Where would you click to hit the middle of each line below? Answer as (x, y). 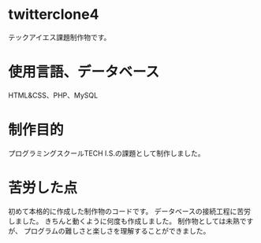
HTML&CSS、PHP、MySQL (53, 95)
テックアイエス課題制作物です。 (60, 37)
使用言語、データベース (84, 72)
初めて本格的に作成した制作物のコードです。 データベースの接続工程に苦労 (129, 211)
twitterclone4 (54, 15)
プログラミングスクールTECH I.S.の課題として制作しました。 (106, 153)
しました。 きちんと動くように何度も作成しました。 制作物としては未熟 (124, 221)
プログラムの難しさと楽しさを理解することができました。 (117, 230)
